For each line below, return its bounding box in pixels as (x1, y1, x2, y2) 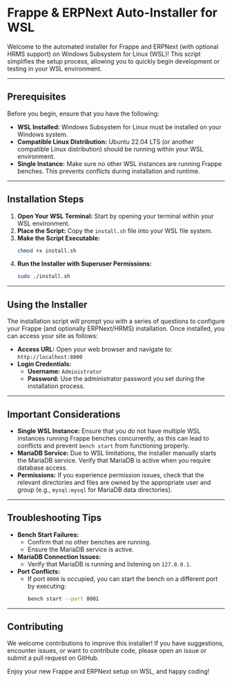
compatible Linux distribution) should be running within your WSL (17, 145, 204, 153)
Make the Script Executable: (17, 234, 100, 242)
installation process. (27, 382, 85, 390)
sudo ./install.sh (17, 273, 70, 280)
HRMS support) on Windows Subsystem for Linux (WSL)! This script (7, 50, 202, 58)
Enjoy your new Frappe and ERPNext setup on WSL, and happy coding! (7, 667, 210, 676)
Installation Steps (7, 194, 84, 205)
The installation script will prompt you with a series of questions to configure (7, 317, 225, 326)
